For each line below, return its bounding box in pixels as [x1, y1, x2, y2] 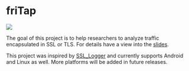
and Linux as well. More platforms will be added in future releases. [6, 58, 168, 65]
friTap [6, 4, 37, 18]
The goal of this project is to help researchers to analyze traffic [6, 34, 159, 42]
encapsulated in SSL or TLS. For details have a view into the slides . [6, 40, 170, 48]
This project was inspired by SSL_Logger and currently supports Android [6, 52, 184, 59]
